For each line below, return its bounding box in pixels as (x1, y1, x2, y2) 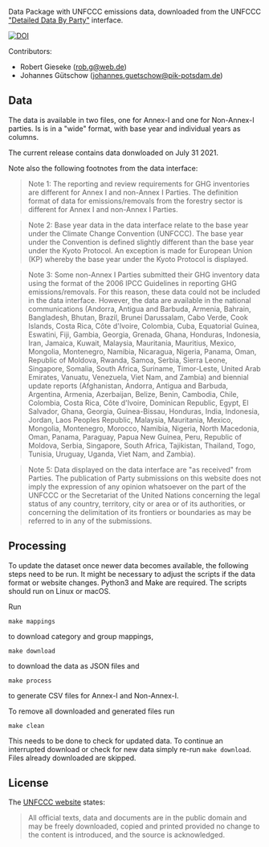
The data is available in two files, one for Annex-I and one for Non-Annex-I (8, 115, 255, 125)
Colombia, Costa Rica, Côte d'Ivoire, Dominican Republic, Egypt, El (27, 398, 249, 407)
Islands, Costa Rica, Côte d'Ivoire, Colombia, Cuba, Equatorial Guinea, (27, 321, 259, 330)
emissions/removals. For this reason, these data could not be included (27, 287, 261, 297)
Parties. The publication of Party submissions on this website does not (27, 473, 262, 483)
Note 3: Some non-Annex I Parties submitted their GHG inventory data (27, 269, 260, 280)
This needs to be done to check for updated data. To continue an (8, 735, 223, 746)
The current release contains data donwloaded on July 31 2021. (8, 148, 219, 158)
